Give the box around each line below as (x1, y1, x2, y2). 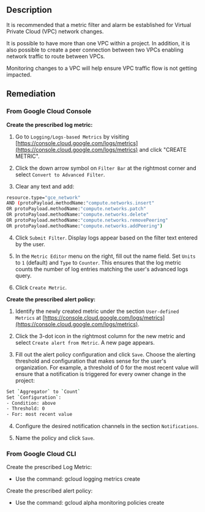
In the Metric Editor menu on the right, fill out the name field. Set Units (15, 252, 196, 260)
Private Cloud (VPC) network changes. (6, 28, 104, 35)
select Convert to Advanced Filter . (15, 171, 105, 178)
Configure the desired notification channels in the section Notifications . (15, 423, 199, 430)
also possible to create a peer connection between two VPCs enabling (6, 46, 184, 53)
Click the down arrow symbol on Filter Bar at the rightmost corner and (15, 164, 197, 171)
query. (15, 272, 32, 279)
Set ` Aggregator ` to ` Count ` (6, 388, 81, 394)
